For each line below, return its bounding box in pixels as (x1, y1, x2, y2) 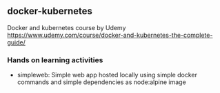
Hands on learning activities (7, 55, 103, 64)
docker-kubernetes (7, 5, 93, 17)
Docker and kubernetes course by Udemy (7, 23, 126, 31)
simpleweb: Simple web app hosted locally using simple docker (17, 71, 198, 79)
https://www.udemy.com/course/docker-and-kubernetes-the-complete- (7, 31, 213, 39)
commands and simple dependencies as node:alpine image (17, 78, 186, 86)
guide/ (7, 38, 26, 46)
